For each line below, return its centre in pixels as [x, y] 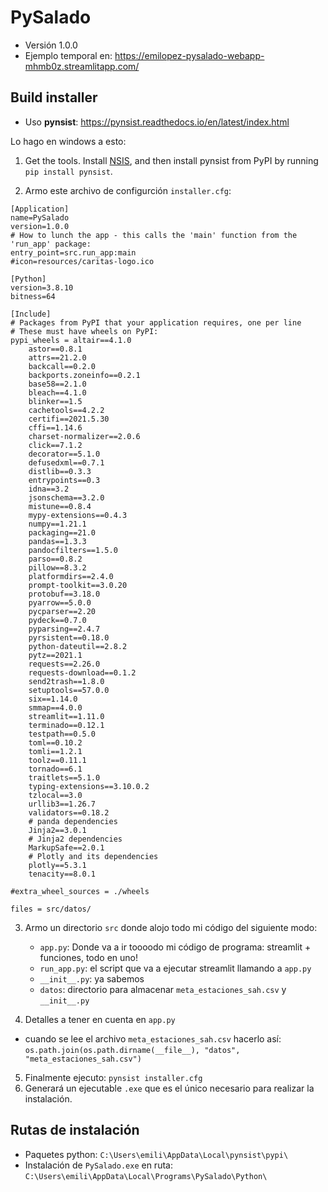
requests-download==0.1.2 [82, 672]
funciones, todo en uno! [88, 957]
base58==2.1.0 [57, 384]
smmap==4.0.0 [55, 707]
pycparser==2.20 [62, 611]
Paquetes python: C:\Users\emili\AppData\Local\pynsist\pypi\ [156, 1154]
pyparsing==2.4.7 [64, 629]
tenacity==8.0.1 [62, 874]
